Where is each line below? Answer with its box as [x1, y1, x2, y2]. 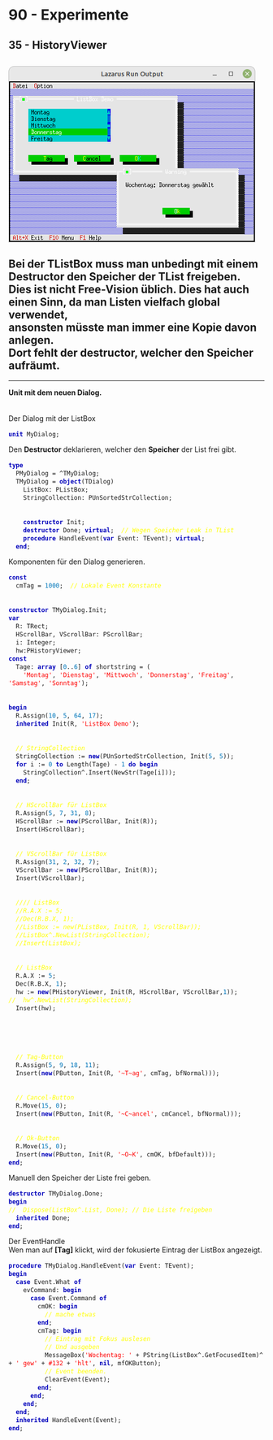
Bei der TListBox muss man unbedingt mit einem [8, 257, 258, 271]
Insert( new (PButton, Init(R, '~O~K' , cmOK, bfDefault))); [15, 1151, 217, 1159]
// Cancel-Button [15, 1094, 75, 1102]
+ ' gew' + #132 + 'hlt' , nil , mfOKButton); [8, 1360, 162, 1368]
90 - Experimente [8, 6, 129, 24]
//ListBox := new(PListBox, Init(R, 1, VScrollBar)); [15, 923, 201, 931]
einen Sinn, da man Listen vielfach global [8, 295, 221, 309]
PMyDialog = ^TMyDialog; [15, 470, 100, 478]
